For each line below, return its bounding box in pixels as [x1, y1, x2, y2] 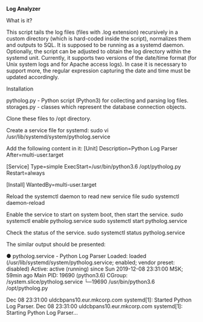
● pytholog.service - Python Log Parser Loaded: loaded [6, 253, 147, 259]
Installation [6, 85, 34, 92]
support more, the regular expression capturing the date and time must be [6, 67, 191, 74]
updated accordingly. [6, 74, 59, 80]
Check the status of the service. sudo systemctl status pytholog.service [6, 229, 185, 236]
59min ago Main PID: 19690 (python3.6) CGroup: [6, 272, 128, 279]
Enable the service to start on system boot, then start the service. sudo [6, 211, 183, 218]
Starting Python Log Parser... [6, 309, 79, 316]
